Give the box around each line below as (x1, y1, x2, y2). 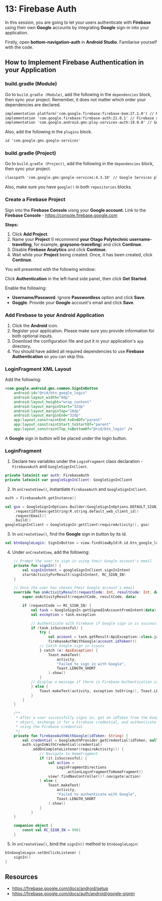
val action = (48, 760, 75, 765)
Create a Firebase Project (5, 196, 66, 203)
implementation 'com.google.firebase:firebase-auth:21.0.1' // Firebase (5, 115, 154, 121)
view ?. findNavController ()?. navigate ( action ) (48, 774, 141, 779)
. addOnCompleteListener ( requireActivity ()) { (30, 747, 124, 752)
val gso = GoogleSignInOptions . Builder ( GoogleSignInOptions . (5, 504, 131, 509)
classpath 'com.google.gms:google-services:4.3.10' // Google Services (5, 175, 152, 180)
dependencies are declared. (5, 102, 61, 108)
